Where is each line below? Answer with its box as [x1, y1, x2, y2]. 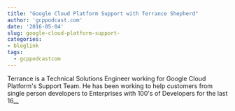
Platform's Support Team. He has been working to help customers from [7, 81, 213, 90]
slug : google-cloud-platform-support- [7, 29, 120, 37]
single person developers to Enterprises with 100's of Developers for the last [7, 89, 228, 97]
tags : [7, 49, 23, 56]
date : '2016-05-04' [7, 23, 64, 30]
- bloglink [7, 42, 39, 49]
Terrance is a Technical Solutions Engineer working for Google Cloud [7, 74, 206, 83]
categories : [7, 36, 42, 43]
